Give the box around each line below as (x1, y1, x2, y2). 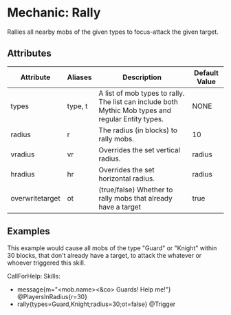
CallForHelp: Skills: (7, 272, 60, 280)
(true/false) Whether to (98, 185, 173, 194)
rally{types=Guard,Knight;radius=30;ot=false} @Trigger (16, 300, 176, 308)
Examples (7, 225, 50, 237)
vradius (10, 150, 35, 159)
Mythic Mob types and (98, 105, 172, 115)
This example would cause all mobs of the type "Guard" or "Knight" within (7, 243, 217, 252)
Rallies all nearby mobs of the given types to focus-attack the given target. (7, 28, 219, 36)
